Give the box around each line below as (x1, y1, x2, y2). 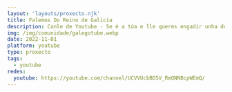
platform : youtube (7, 42, 60, 49)
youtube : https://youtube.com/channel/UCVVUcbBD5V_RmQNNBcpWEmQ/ (13, 74, 206, 82)
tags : (7, 55, 23, 62)
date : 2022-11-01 (7, 36, 57, 43)
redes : (7, 68, 26, 75)
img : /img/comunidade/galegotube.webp (7, 29, 119, 37)
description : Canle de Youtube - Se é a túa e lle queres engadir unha (7, 23, 217, 30)
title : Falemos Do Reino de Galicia (7, 17, 113, 24)
